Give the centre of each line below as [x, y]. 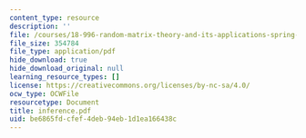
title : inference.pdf [51, 111]
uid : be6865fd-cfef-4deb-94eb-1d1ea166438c [93, 119]
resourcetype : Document [55, 102]
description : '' [40, 26]
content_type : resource [55, 18]
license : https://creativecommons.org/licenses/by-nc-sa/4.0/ [130, 85]
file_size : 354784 [44, 43]
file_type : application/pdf [63, 52]
